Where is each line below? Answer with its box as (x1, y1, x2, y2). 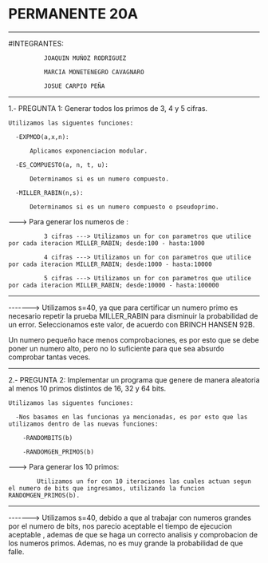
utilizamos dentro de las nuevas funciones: (8, 420, 159, 428)
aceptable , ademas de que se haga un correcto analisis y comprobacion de (8, 529, 258, 539)
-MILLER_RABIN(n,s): (15, 188, 84, 196)
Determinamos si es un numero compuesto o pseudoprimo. (29, 203, 219, 211)
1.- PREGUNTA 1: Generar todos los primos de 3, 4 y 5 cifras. (8, 103, 208, 113)
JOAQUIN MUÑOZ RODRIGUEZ (43, 54, 127, 62)
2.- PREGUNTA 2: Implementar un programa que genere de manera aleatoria (8, 375, 260, 384)
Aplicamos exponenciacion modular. (29, 147, 148, 155)
